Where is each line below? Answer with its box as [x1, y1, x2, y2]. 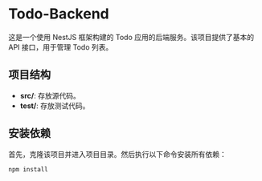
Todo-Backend [8, 5, 110, 23]
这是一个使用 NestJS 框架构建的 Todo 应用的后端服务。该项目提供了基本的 [8, 32, 255, 42]
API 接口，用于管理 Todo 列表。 [8, 42, 113, 52]
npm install [8, 165, 48, 173]
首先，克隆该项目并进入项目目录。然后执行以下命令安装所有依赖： [8, 149, 227, 159]
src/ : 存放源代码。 [19, 90, 80, 100]
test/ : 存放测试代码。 [19, 101, 90, 111]
